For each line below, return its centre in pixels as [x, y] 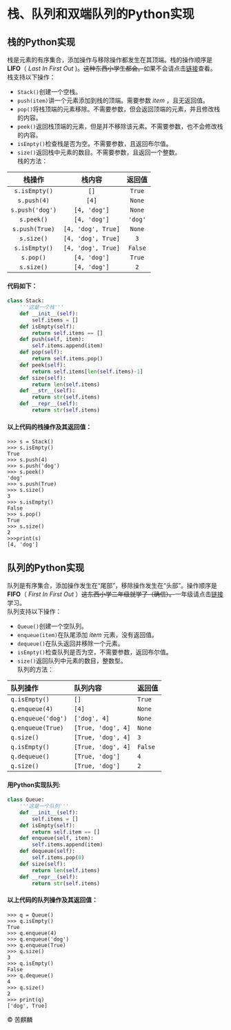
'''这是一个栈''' [42, 307]
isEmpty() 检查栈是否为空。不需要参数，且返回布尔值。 [94, 144]
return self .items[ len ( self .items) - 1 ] [88, 371]
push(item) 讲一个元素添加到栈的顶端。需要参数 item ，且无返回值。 [113, 100]
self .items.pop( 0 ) [58, 858]
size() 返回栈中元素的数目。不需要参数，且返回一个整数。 [99, 152]
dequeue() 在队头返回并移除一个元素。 [70, 643]
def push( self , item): [52, 340]
